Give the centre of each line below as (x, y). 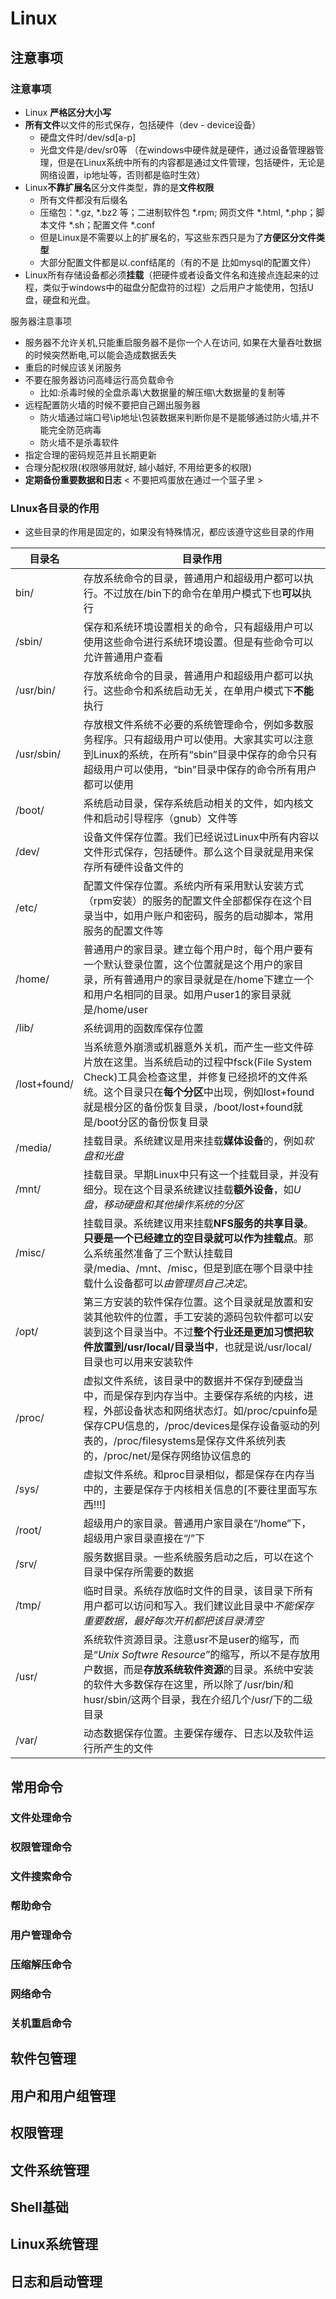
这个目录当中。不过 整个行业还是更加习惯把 (203, 1332)
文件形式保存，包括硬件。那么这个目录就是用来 (193, 852)
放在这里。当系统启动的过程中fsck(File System (202, 1062)
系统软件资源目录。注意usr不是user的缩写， (186, 1640)
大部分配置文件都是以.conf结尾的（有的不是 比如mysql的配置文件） (178, 262)
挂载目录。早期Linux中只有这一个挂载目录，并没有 (201, 1175)
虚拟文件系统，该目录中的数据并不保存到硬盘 (188, 1381)
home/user (122, 1010)
